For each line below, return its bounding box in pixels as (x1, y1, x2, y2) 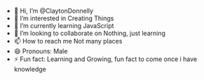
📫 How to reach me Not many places (13, 37, 123, 45)
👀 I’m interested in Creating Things (13, 14, 114, 22)
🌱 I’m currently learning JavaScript (13, 22, 114, 29)
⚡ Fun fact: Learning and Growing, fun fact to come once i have (13, 55, 198, 63)
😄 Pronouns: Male (13, 47, 68, 55)
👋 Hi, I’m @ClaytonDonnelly (13, 7, 93, 15)
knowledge (13, 65, 47, 73)
